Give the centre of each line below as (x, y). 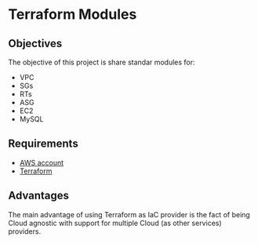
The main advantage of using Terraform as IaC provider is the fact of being (129, 214)
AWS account (42, 162)
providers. (25, 231)
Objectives (35, 44)
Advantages (38, 196)
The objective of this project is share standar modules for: (102, 62)
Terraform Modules (73, 15)
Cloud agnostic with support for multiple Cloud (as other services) (115, 223)
